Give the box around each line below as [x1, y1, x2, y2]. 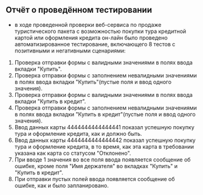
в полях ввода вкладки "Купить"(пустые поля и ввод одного [14, 78, 171, 85]
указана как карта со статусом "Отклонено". [14, 149, 131, 157]
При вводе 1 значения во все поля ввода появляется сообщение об [14, 155, 191, 163]
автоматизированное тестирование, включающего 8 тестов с [14, 40, 176, 48]
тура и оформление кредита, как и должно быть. [14, 130, 142, 137]
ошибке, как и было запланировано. [14, 182, 109, 189]
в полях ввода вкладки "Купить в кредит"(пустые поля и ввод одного [14, 110, 196, 118]
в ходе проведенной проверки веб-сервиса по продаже [14, 21, 162, 28]
